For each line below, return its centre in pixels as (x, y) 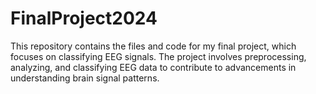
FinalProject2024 (84, 18)
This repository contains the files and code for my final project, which (153, 46)
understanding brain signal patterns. (85, 78)
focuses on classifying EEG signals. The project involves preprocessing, (158, 56)
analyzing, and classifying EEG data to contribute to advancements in (153, 67)
